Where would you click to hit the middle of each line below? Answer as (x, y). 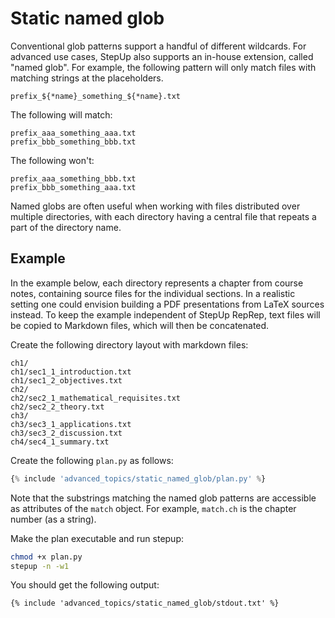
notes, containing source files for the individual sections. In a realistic (153, 293)
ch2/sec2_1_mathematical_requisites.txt (96, 398)
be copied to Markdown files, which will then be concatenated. (140, 325)
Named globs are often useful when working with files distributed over (155, 206)
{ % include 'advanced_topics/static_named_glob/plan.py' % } (138, 478)
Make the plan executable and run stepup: (97, 538)
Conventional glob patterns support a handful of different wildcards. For (158, 46)
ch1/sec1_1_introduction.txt (71, 372)
